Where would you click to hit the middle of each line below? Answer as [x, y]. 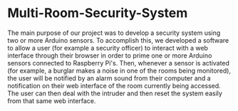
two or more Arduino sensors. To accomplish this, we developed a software [118, 40]
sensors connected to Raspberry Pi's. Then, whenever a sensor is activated [119, 63]
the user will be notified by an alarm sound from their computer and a [109, 78]
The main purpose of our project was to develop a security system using [114, 33]
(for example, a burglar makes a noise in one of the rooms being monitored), [119, 70]
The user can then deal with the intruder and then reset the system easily [115, 93]
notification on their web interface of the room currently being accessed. [114, 85]
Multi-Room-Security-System [98, 13]
